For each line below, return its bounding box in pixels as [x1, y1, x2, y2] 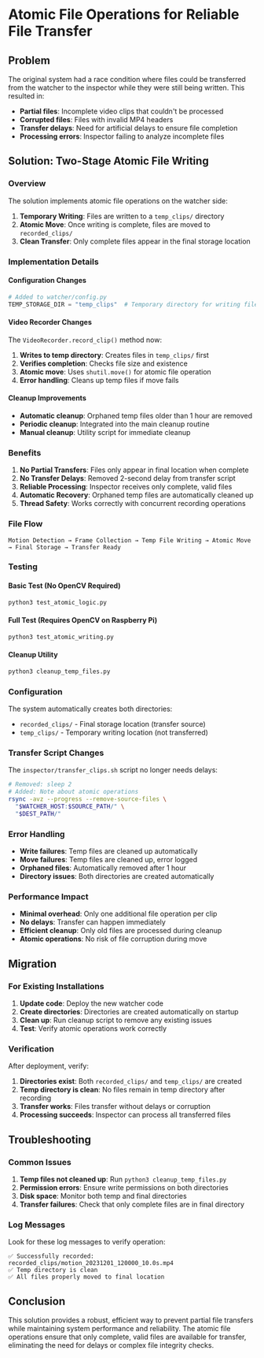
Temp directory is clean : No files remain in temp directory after [19, 1085, 225, 1095]
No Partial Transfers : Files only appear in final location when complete [19, 465, 249, 474]
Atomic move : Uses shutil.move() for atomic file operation [19, 366, 212, 376]
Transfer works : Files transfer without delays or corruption [19, 1102, 211, 1111]
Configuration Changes [8, 276, 86, 285]
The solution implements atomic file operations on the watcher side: [8, 195, 228, 206]
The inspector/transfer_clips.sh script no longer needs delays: [8, 765, 218, 775]
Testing [8, 561, 38, 572]
